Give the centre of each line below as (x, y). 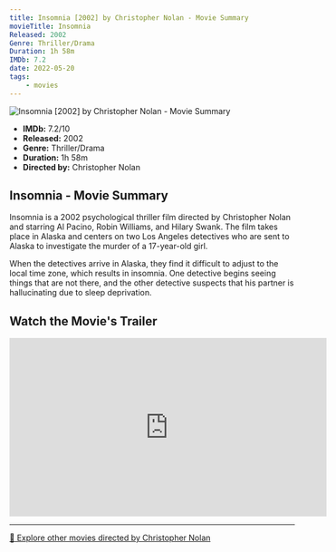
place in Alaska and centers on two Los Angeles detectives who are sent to (149, 237)
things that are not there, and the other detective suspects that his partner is (152, 283)
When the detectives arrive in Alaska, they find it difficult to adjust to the (144, 264)
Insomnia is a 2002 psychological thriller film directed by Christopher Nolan (150, 218)
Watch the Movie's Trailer (83, 321)
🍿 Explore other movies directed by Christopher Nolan (110, 538)
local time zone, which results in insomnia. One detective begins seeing (143, 274)
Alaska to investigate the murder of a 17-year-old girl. (109, 247)
